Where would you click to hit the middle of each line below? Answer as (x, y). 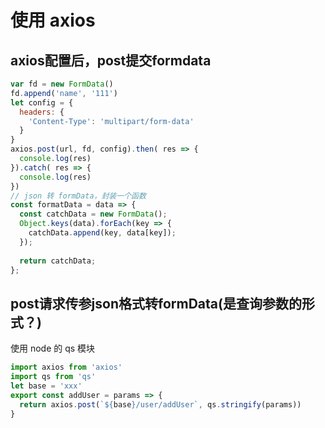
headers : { (42, 112)
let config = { (42, 102)
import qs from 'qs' (53, 377)
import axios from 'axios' (66, 367)
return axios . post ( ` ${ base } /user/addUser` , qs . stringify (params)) (160, 404)
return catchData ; (58, 261)
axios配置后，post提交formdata (111, 60)
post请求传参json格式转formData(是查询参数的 (156, 303)
